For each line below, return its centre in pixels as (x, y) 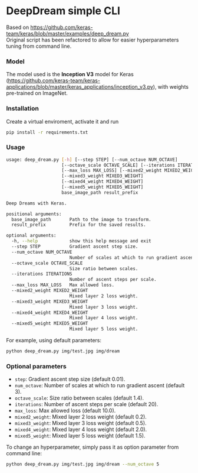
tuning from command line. (39, 46)
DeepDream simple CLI (63, 11)
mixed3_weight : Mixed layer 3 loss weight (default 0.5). (80, 423)
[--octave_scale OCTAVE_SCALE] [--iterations (118, 165)
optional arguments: (32, 236)
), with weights (171, 87)
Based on (18, 27)
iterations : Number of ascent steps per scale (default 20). (86, 404)
